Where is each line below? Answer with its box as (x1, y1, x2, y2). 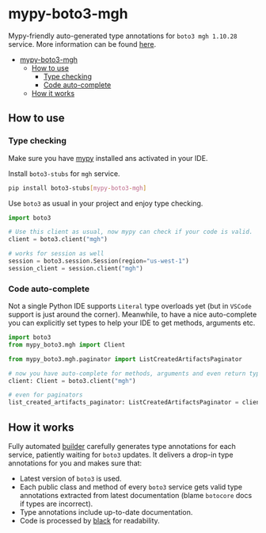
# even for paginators (8, 391, 83, 399)
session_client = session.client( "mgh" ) (8, 264, 144, 272)
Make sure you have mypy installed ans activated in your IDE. (8, 153, 208, 163)
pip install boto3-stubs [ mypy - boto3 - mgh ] (8, 184, 147, 192)
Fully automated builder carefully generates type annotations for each (8, 441, 236, 451)
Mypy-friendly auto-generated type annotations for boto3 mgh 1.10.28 (8, 31, 237, 40)
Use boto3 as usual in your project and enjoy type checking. (8, 198, 203, 208)
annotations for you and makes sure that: (8, 458, 142, 468)
